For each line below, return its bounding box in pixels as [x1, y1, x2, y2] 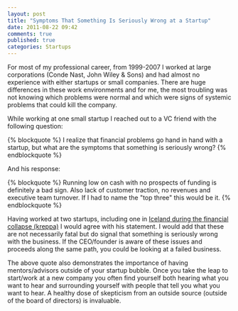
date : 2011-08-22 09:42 [7, 23, 78, 31]
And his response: [7, 165, 60, 173]
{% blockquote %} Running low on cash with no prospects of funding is [7, 178, 217, 187]
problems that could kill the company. [7, 101, 117, 109]
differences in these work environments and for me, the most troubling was [7, 86, 228, 94]
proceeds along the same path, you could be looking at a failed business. [7, 245, 222, 253]
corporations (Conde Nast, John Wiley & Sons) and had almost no [7, 70, 200, 79]
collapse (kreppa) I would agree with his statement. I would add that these [7, 222, 225, 231]
